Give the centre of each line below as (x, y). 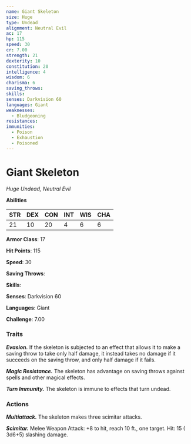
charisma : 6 (21, 83)
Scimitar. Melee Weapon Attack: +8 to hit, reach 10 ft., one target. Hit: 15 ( (96, 429)
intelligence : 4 (26, 72)
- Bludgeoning (29, 116)
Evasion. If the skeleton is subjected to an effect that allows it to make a (93, 347)
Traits (15, 334)
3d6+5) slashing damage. (37, 435)
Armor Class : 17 (26, 239)
